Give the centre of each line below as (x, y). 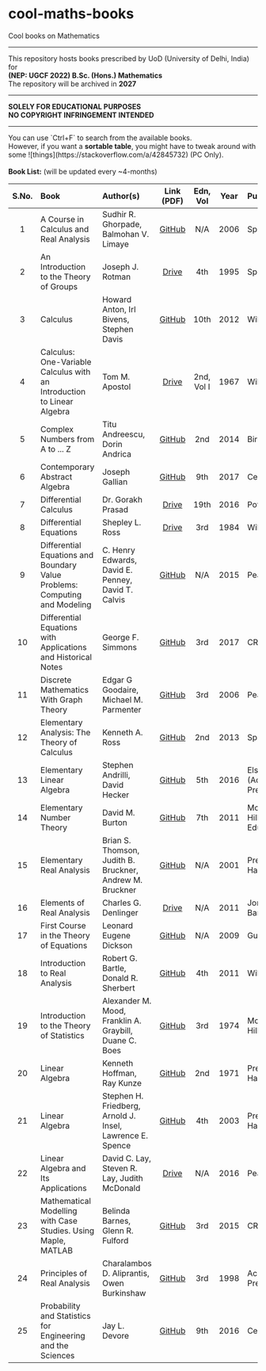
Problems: (59, 585)
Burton (115, 823)
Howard (117, 300)
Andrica (117, 454)
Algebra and (63, 1168)
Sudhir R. (119, 214)
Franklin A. (122, 1021)
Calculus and (65, 229)
